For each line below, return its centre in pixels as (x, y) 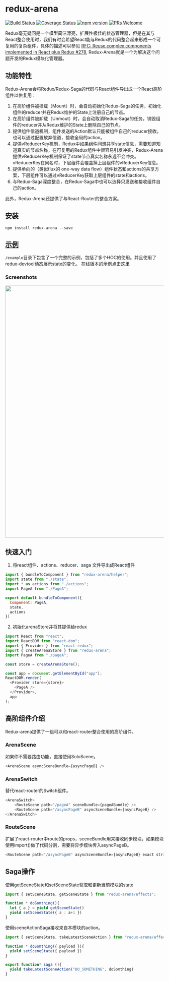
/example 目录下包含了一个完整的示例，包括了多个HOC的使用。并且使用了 (81, 258)
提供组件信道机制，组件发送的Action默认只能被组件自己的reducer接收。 (87, 131)
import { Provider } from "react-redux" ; (49, 646)
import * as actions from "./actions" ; (47, 584)
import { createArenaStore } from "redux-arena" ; (58, 650)
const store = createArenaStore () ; (43, 664)
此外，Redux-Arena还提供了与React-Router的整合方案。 (63, 198)
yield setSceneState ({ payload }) (46, 951)
